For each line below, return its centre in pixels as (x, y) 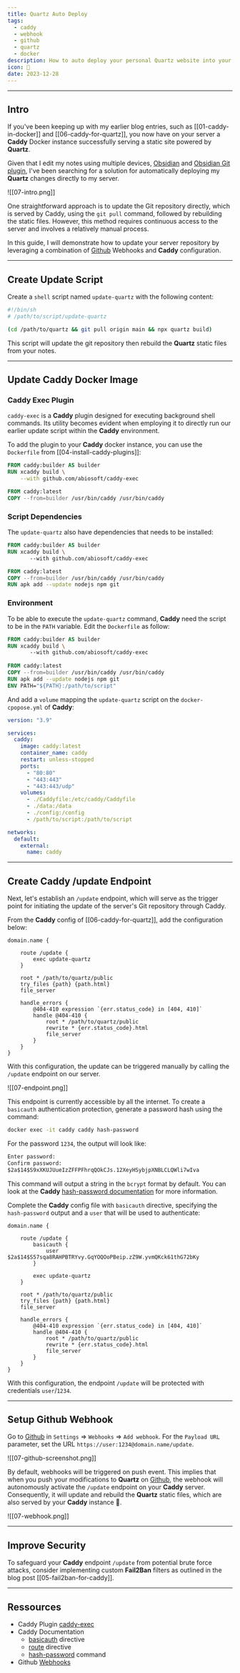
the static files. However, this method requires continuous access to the (113, 222)
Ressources (35, 1607)
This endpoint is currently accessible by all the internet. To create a (106, 1102)
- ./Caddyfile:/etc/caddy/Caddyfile (81, 800)
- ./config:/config (55, 813)
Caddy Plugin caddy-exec (56, 1624)
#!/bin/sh (22, 310)
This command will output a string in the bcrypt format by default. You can (117, 1183)
